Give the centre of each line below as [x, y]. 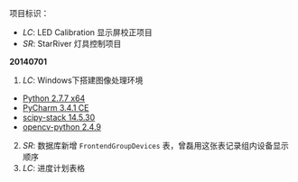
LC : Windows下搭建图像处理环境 [83, 80]
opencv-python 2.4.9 [62, 127]
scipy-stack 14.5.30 [59, 117]
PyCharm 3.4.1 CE [56, 108]
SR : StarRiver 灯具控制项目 [72, 44]
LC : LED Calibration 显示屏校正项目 [88, 32]
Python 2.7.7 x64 [54, 98]
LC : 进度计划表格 [54, 168]
